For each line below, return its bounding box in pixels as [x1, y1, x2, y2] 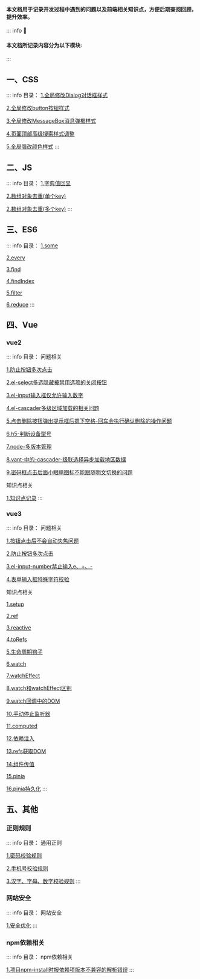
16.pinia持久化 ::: [6, 785, 47, 792]
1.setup [6, 600, 24, 608]
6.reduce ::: [6, 301, 35, 308]
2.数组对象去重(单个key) [6, 192, 66, 200]
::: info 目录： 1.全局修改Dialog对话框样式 [6, 91, 108, 99]
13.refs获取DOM [6, 747, 47, 755]
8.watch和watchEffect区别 [6, 684, 73, 692]
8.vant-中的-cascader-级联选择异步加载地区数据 [6, 455, 126, 463]
